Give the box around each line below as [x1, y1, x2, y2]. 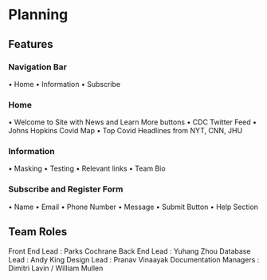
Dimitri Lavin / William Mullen [8, 263, 104, 273]
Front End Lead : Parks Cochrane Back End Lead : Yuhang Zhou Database [8, 246, 251, 256]
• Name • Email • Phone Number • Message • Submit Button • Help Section [8, 202, 259, 211]
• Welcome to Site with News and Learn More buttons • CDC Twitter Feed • [8, 117, 257, 127]
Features [8, 37, 53, 51]
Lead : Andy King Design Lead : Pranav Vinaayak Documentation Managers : [8, 254, 260, 264]
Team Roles [8, 225, 68, 239]
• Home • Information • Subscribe [8, 79, 121, 89]
